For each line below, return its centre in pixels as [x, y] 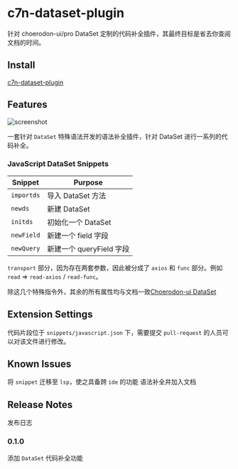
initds [22, 222]
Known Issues [39, 364]
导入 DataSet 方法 [77, 195]
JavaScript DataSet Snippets [58, 164]
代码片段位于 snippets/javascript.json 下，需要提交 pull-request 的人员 [115, 332]
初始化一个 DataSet [79, 222]
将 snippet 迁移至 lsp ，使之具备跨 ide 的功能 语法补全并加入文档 [102, 382]
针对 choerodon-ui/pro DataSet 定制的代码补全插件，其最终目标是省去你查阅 [119, 33]
